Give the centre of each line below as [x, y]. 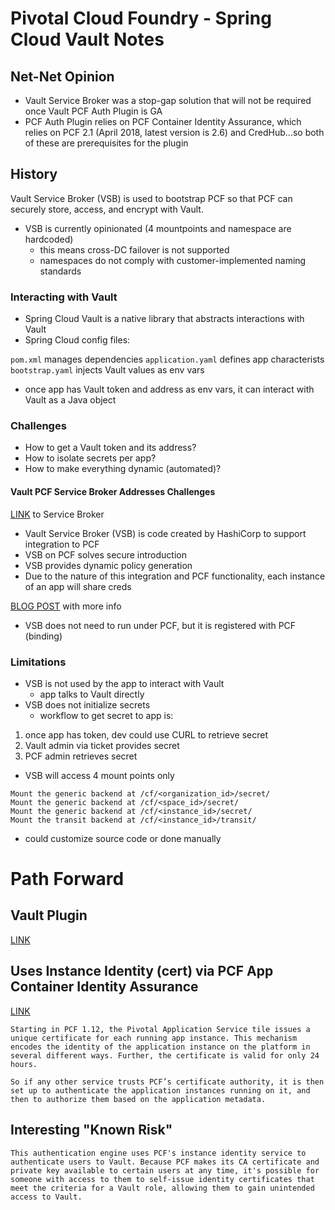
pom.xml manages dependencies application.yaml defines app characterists [167, 359]
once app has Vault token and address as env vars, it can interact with [169, 389]
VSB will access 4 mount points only [99, 775]
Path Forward [67, 879]
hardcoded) [49, 239]
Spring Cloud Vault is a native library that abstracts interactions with [164, 319]
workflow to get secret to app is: [106, 715]
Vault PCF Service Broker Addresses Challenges [113, 491]
